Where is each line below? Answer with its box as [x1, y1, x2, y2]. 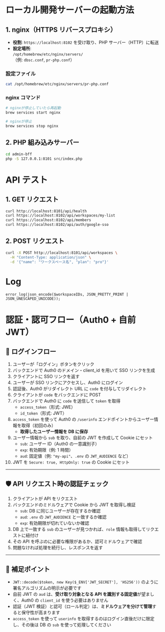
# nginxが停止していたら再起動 [5, 106, 61, 111]
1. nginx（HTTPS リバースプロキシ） [5, 25, 117, 34]
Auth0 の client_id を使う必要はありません [21, 597, 109, 603]
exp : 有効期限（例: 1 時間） [20, 447, 73, 453]
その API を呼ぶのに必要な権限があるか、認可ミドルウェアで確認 [12, 538, 142, 544]
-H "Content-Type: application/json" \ [10, 255, 92, 260]
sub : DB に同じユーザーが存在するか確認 [20, 508, 101, 514]
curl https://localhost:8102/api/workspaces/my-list [5, 213, 116, 218]
